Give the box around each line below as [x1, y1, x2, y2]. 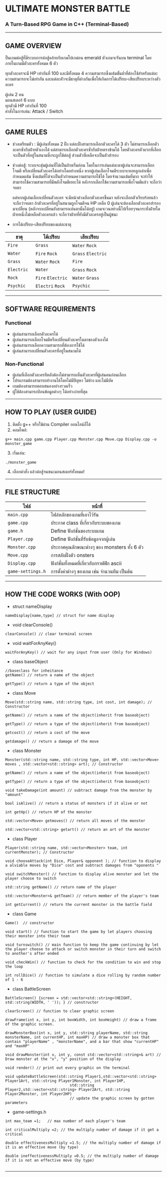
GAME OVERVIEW [5, 41, 62, 50]
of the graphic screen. [5, 1022, 55, 1027]
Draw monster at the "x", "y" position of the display [5, 1056, 121, 1061]
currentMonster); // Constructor [5, 850, 75, 855]
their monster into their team [5, 933, 70, 938]
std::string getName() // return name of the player [5, 884, 117, 889]
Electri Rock [35, 284, 66, 289]
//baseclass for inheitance [5, 668, 64, 673]
